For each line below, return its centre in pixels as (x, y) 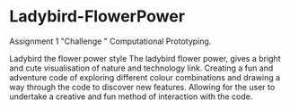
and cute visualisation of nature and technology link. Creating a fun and (141, 68)
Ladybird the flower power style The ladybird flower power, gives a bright (145, 58)
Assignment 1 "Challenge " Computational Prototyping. (110, 41)
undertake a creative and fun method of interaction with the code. (131, 96)
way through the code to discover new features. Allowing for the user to (142, 87)
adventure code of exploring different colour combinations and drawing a (145, 77)
